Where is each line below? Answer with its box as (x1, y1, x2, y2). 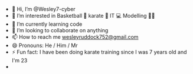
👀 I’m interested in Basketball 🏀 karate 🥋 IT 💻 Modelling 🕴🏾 (11, 12, 155, 19)
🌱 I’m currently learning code (11, 21, 83, 28)
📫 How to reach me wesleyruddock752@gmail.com (11, 33, 139, 41)
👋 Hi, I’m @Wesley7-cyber (11, 6, 76, 12)
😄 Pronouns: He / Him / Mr (11, 42, 78, 49)
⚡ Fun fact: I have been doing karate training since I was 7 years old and (11, 49, 187, 55)
